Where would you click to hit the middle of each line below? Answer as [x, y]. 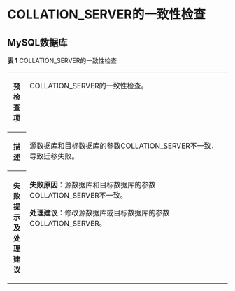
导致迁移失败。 [54, 156]
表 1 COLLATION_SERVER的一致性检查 [62, 61]
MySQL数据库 [37, 42]
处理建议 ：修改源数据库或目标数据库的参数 [100, 212]
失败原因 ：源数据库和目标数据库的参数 [93, 184]
